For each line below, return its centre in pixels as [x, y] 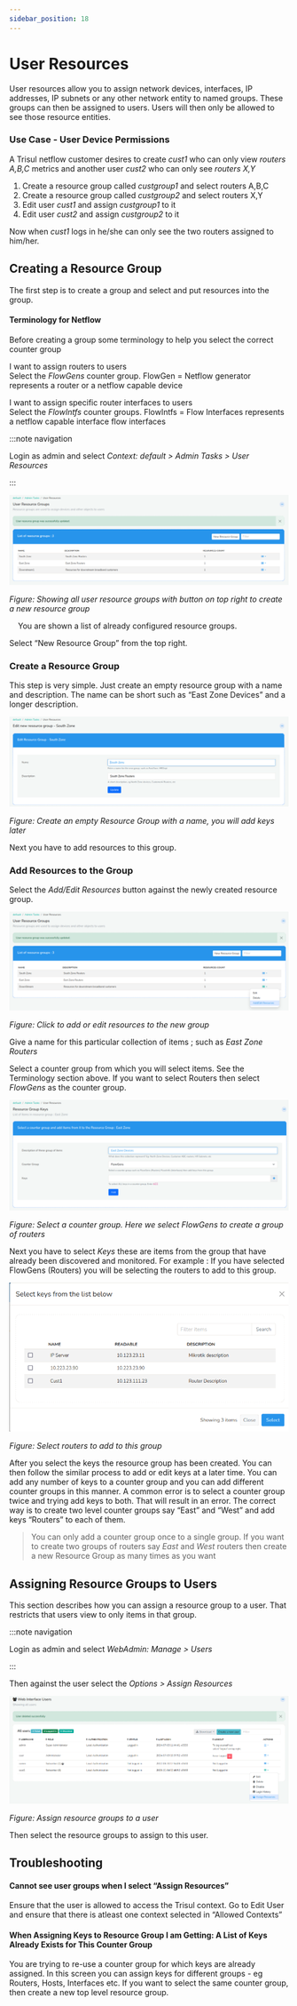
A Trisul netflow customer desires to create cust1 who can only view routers [148, 159]
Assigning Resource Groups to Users [113, 1583]
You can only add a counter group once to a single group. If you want [157, 1537]
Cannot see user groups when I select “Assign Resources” [119, 1885]
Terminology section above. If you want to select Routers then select [134, 1078]
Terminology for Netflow [55, 320]
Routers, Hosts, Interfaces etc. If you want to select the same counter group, [149, 1983]
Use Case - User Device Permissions [90, 140]
